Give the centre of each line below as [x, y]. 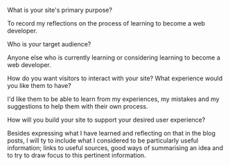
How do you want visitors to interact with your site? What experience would [115, 78]
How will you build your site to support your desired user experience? [106, 120]
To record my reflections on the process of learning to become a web [106, 23]
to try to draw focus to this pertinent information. [77, 155]
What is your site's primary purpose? [60, 10]
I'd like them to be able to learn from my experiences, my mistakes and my [113, 99]
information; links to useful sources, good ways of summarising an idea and [115, 148]
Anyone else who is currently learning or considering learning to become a [114, 57]
